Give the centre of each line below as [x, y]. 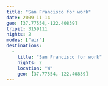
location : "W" [35, 68]
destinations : [24, 46]
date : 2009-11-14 [28, 18]
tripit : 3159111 [27, 29]
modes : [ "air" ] [26, 40]
